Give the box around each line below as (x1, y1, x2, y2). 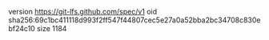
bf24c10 (8, 24, 36, 33)
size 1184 (37, 24, 67, 33)
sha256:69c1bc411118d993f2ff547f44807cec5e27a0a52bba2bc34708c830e (8, 15, 261, 25)
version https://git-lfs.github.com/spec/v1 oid (8, 7, 158, 16)
